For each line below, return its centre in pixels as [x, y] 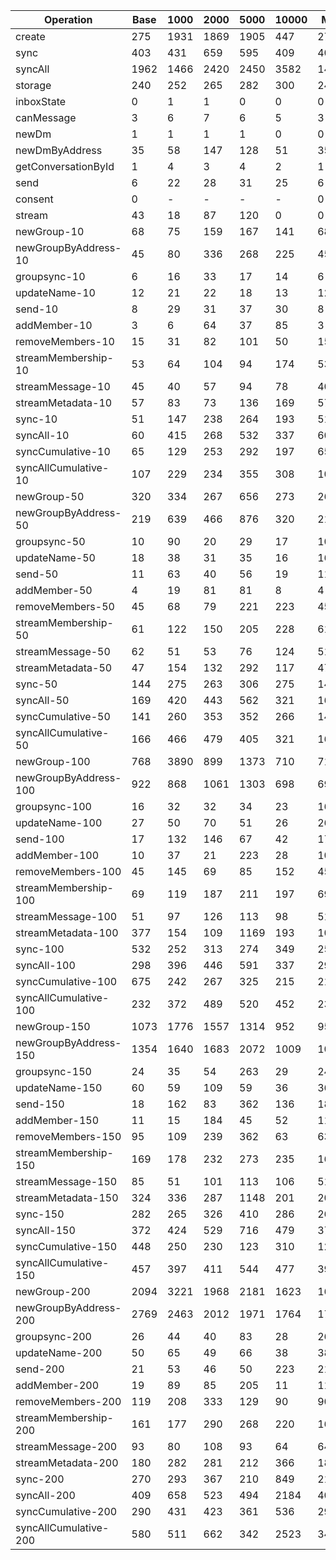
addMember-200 [57, 1385]
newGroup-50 [50, 496]
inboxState [41, 101]
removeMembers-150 [68, 1136]
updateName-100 [59, 822]
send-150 [40, 1104]
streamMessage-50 [63, 651]
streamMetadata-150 [67, 1197]
